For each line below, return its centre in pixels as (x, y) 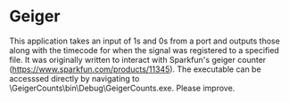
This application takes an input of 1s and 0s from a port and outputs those (145, 41)
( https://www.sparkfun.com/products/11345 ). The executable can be (135, 69)
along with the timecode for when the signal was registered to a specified (144, 50)
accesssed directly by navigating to (74, 78)
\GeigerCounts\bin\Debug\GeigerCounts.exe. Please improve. (122, 88)
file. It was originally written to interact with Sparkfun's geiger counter (138, 59)
